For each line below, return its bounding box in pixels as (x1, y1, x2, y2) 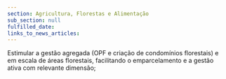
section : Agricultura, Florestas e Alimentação (7, 10, 149, 17)
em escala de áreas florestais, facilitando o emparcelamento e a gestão (7, 57, 214, 65)
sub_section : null (7, 17, 61, 24)
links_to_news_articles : (7, 29, 80, 37)
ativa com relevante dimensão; (7, 64, 96, 72)
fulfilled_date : (7, 23, 55, 30)
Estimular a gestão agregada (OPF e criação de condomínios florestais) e (7, 49, 219, 57)
